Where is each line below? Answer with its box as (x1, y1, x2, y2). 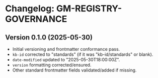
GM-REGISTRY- (56, 3, 122, 14)
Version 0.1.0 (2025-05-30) (5, 33, 93, 41)
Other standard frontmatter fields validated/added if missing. (12, 67, 137, 73)
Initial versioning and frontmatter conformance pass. (12, 46, 120, 52)
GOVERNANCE (5, 13, 68, 25)
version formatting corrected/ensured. (12, 62, 92, 68)
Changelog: (5, 3, 55, 14)
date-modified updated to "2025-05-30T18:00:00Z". (12, 57, 120, 62)
